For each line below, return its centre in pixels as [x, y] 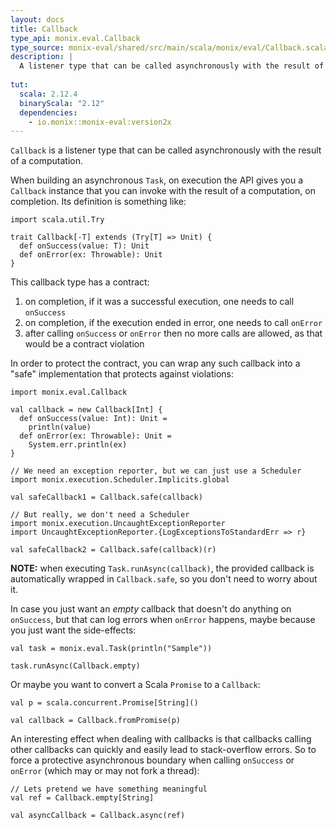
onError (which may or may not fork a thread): [105, 771]
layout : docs [37, 19]
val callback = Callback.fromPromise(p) [96, 721]
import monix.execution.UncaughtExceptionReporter [118, 524]
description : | [42, 57]
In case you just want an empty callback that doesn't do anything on [151, 609]
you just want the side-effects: [73, 630]
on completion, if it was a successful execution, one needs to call [159, 302]
